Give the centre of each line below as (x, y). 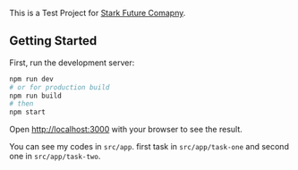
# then (21, 104)
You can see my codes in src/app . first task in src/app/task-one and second (149, 147)
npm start (28, 112)
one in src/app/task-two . (55, 157)
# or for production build (60, 87)
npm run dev (31, 79)
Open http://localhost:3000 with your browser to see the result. (126, 130)
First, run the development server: (72, 63)
